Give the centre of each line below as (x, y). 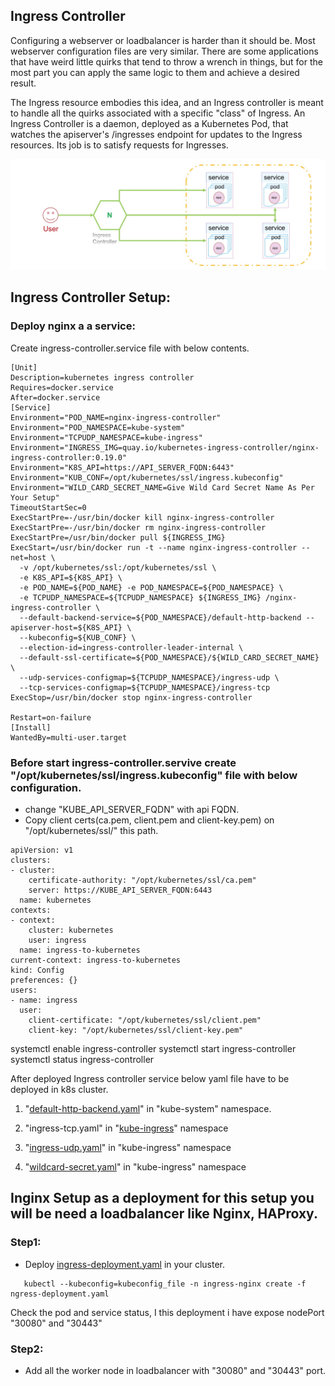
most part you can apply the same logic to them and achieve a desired (155, 72)
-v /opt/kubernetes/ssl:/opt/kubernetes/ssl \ (118, 567)
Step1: (26, 1242)
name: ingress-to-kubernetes (80, 950)
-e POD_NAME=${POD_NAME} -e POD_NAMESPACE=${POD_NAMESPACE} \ (151, 587)
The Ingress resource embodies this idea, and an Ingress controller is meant (167, 102)
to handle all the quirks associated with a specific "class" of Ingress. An (158, 113)
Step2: (27, 1349)
